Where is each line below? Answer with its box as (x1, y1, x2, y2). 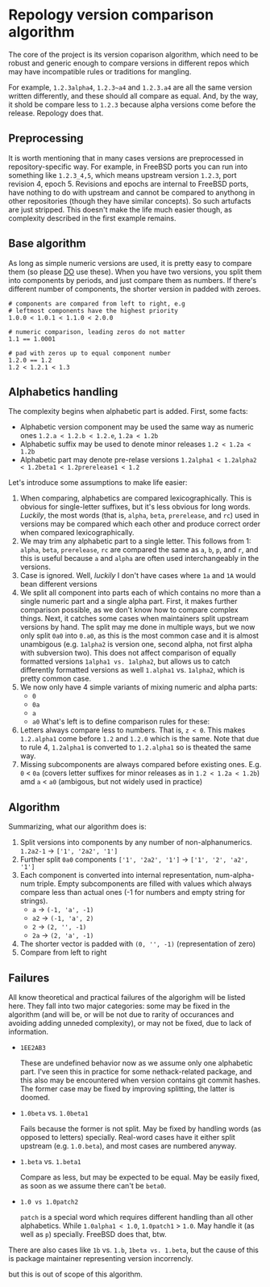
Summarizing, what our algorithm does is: (8, 822, 147, 832)
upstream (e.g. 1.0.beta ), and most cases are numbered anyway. (19, 1141, 237, 1150)
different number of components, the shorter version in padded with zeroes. (8, 284, 261, 293)
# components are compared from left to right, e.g (8, 299, 185, 308)
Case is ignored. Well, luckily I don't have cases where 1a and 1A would (19, 571, 256, 580)
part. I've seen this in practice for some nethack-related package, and (19, 1067, 252, 1076)
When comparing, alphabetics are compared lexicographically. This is (19, 493, 252, 503)
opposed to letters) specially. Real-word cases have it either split (19, 1133, 235, 1141)
